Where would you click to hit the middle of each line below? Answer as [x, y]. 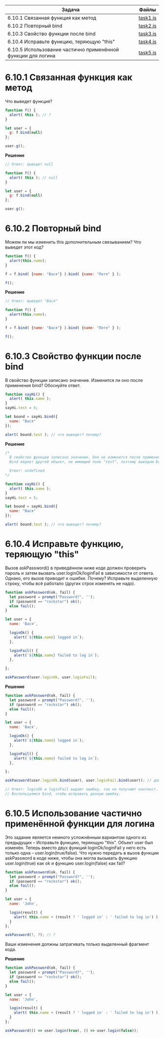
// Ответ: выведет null [29, 165]
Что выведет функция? [29, 101]
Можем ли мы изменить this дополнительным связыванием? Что [73, 242]
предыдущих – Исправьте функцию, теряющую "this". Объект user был [79, 842]
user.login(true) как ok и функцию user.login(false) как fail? [65, 863]
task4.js [147, 42]
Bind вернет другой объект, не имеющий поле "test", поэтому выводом [82, 462]
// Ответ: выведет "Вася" [31, 301]
